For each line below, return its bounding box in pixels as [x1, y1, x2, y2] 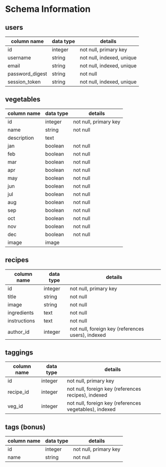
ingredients [7, 309, 34, 316]
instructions [7, 317, 36, 324]
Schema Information [5, 3, 91, 15]
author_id [7, 328, 30, 335]
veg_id [7, 403, 23, 410]
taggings [5, 348, 34, 357]
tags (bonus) [5, 422, 46, 431]
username [7, 54, 31, 61]
